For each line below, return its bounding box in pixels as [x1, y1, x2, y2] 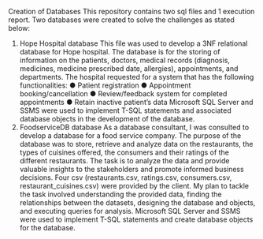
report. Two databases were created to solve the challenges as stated [8, 15, 235, 24]
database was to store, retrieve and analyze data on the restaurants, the [19, 140, 254, 148]
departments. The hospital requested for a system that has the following [19, 73, 254, 81]
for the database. [19, 223, 76, 232]
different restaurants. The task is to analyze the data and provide [19, 156, 230, 165]
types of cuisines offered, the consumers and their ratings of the [19, 148, 230, 157]
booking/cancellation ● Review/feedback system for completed [19, 89, 228, 98]
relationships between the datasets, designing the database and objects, [19, 198, 256, 207]
